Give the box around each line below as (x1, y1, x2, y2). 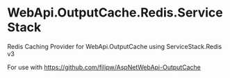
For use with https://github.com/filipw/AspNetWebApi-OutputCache (7, 63, 202, 71)
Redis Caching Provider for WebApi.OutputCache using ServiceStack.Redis (7, 42, 222, 50)
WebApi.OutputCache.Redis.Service (7, 5, 224, 21)
